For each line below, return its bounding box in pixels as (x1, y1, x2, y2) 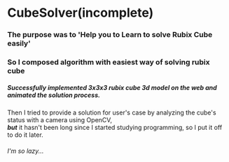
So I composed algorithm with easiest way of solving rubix (7, 57, 210, 67)
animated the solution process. (7, 91, 100, 99)
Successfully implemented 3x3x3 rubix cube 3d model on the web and (7, 83, 217, 91)
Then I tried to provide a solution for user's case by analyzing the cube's (7, 108, 216, 117)
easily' (7, 38, 31, 48)
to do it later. (7, 131, 43, 139)
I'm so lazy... (7, 147, 44, 155)
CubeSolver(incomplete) (7, 5, 154, 21)
